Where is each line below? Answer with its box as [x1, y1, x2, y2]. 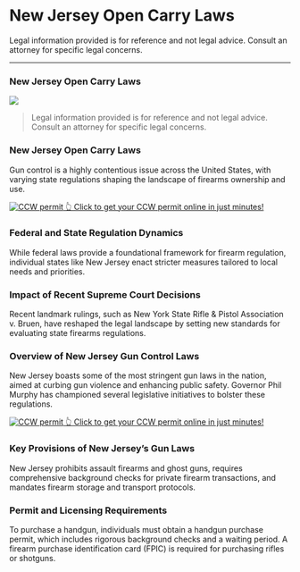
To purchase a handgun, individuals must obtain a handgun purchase [9, 525, 263, 535]
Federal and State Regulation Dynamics [9, 227, 184, 240]
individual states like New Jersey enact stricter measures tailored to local [9, 257, 279, 267]
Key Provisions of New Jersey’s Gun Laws [9, 442, 195, 455]
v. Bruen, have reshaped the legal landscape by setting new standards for [9, 318, 280, 329]
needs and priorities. [9, 265, 86, 277]
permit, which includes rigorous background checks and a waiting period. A [9, 534, 288, 545]
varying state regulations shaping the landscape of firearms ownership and [9, 173, 286, 184]
